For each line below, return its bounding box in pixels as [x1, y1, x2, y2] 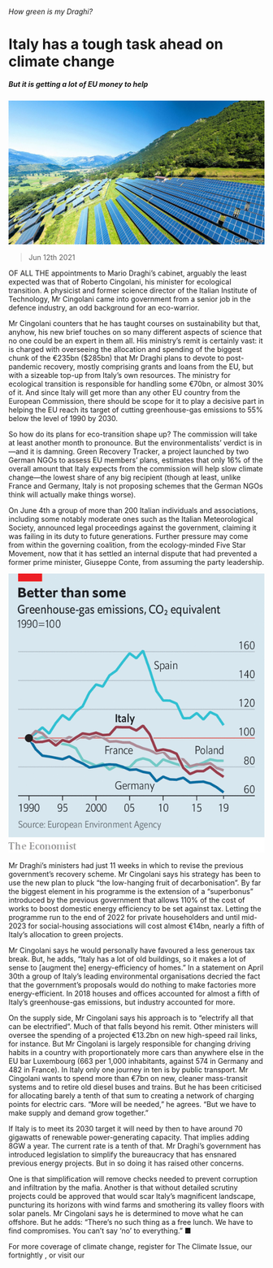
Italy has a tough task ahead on [8, 35, 223, 53]
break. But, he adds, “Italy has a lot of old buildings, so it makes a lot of [8, 954, 246, 963]
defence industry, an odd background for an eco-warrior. [8, 303, 200, 313]
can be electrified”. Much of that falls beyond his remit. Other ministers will [8, 1022, 258, 1031]
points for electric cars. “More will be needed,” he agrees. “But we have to [8, 1100, 257, 1109]
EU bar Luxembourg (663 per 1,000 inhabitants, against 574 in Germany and [8, 1057, 264, 1066]
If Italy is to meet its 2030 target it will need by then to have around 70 [8, 1124, 244, 1133]
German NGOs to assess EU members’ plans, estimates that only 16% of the [8, 455, 263, 465]
